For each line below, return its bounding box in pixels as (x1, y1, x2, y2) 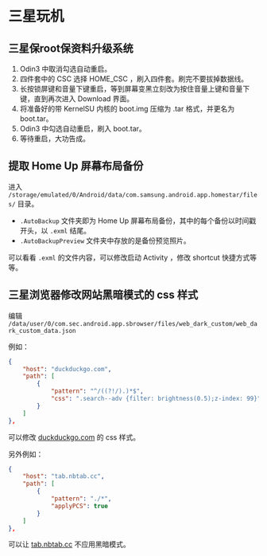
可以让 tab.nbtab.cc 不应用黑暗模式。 (8, 539, 130, 550)
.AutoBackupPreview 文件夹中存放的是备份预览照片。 (19, 236, 191, 245)
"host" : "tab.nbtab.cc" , (22, 472, 105, 480)
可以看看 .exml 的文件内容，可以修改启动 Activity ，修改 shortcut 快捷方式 (8, 253, 250, 262)
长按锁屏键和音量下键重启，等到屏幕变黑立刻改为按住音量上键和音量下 (19, 84, 250, 93)
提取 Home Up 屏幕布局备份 (8, 159, 144, 173)
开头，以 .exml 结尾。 (19, 225, 91, 235)
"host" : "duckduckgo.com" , (22, 365, 112, 373)
